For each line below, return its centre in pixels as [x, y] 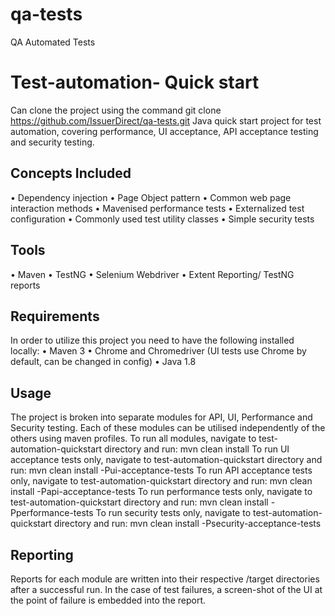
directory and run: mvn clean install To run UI [197, 449]
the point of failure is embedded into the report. [108, 600]
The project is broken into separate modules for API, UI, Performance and [161, 417]
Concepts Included [71, 173]
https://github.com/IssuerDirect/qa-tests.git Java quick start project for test [166, 120]
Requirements [55, 316]
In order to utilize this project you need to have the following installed [152, 340]
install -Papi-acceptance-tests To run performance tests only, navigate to [161, 492]
